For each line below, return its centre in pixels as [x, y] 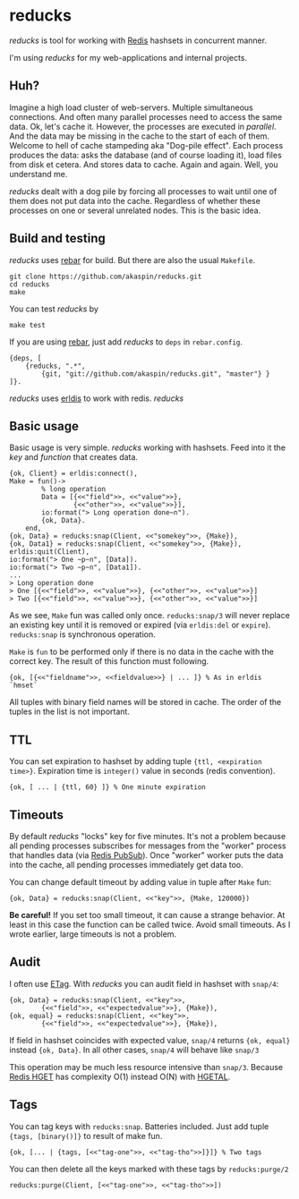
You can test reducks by [54, 309]
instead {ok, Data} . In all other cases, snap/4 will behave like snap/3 [134, 1050]
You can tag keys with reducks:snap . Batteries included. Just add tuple [139, 1126]
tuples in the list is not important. [69, 711]
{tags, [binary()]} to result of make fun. [86, 1135]
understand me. [38, 174]
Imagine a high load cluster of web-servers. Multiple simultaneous [131, 107]
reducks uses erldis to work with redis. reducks [97, 398]
